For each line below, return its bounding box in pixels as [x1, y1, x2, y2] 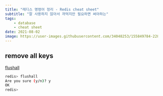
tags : [5, 16, 16, 21]
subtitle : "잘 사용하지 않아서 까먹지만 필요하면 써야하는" [5, 12, 109, 16]
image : [5, 34, 18, 39]
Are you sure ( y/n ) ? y [5, 78, 51, 83]
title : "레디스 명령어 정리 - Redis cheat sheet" [5, 7, 99, 12]
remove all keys [5, 52, 53, 60]
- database [14, 20, 36, 26]
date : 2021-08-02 [5, 29, 40, 34]
